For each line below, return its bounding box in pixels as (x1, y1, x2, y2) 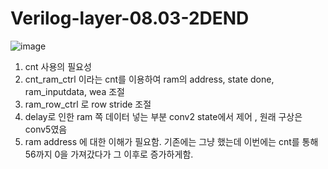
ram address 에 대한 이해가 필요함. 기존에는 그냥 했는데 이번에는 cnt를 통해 (24, 135, 319, 147)
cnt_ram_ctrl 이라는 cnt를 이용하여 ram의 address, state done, (24, 73, 275, 85)
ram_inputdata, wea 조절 (24, 85, 125, 97)
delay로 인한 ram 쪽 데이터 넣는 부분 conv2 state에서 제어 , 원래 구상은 (24, 110, 303, 122)
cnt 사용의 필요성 (24, 60, 92, 72)
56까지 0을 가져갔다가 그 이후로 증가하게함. (24, 148, 194, 160)
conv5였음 (24, 123, 68, 135)
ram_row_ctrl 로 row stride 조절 (24, 98, 152, 110)
